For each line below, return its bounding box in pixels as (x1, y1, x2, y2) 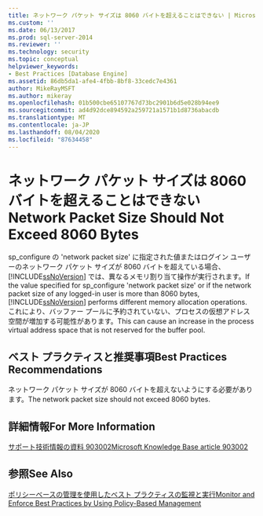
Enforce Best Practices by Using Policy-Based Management (8, 498, 202, 507)
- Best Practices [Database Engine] (8, 70, 128, 78)
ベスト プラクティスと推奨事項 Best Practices (8, 350, 228, 364)
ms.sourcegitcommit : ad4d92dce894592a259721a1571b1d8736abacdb (8, 107, 220, 115)
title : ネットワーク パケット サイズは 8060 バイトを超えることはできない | (8, 11, 232, 20)
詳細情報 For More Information (8, 419, 155, 433)
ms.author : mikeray (8, 92, 72, 100)
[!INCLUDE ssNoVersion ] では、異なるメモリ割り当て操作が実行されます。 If (8, 272, 250, 281)
